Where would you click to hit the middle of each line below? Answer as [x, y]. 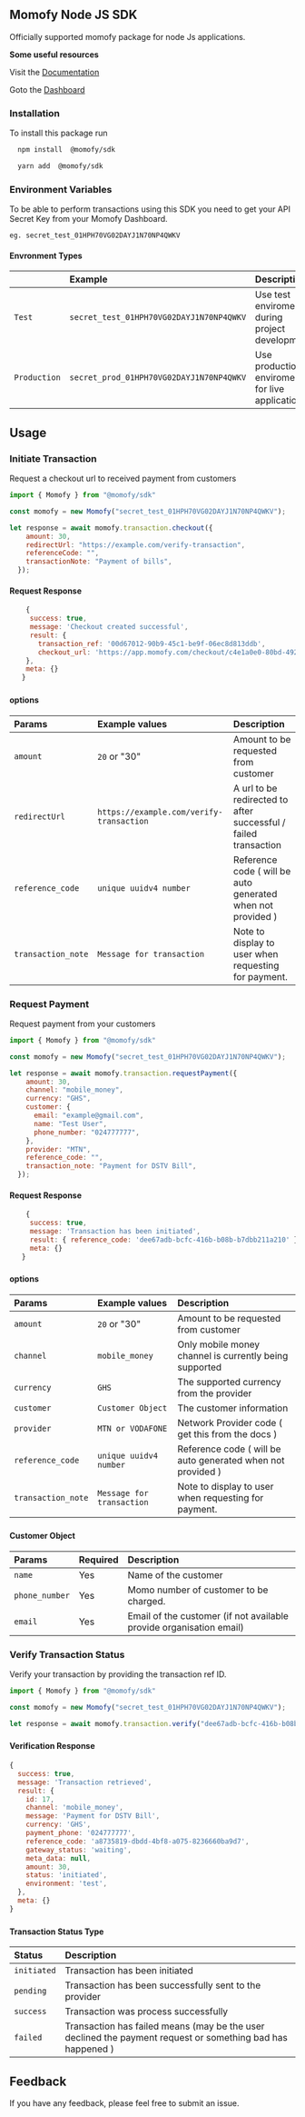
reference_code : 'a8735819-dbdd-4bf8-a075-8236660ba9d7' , [138, 1841]
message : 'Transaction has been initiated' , [115, 1232]
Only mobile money [219, 1344]
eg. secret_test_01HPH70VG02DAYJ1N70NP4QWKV [95, 235]
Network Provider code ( [230, 1423]
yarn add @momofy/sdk [60, 166]
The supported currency [229, 1383]
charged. [147, 1601]
